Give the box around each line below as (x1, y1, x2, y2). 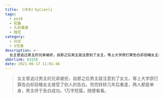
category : (5, 35, 25, 39)
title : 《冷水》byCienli (5, 7, 53, 12)
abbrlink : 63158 (5, 57, 38, 62)
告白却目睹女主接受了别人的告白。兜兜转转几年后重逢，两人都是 (21, 81, 150, 88)
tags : (5, 12, 16, 17)
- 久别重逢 (9, 25, 29, 30)
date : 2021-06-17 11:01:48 (5, 61, 60, 66)
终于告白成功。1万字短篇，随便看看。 (34, 88, 109, 94)
